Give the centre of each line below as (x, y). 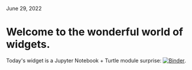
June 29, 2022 (24, 8)
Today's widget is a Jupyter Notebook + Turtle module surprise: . (96, 60)
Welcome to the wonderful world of (95, 32)
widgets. (28, 45)
